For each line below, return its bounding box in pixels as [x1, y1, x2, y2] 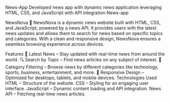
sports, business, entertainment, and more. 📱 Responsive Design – [5, 70, 144, 75]
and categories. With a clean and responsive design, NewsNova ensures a [5, 36, 161, 42]
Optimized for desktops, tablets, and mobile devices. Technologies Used [5, 75, 157, 81]
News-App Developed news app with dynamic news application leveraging [5, 5, 162, 10]
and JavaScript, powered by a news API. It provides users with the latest [5, 25, 157, 31]
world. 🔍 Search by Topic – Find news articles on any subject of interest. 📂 [5, 57, 162, 62]
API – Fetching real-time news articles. [5, 91, 86, 97]
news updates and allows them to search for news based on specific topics [5, 30, 163, 36]
